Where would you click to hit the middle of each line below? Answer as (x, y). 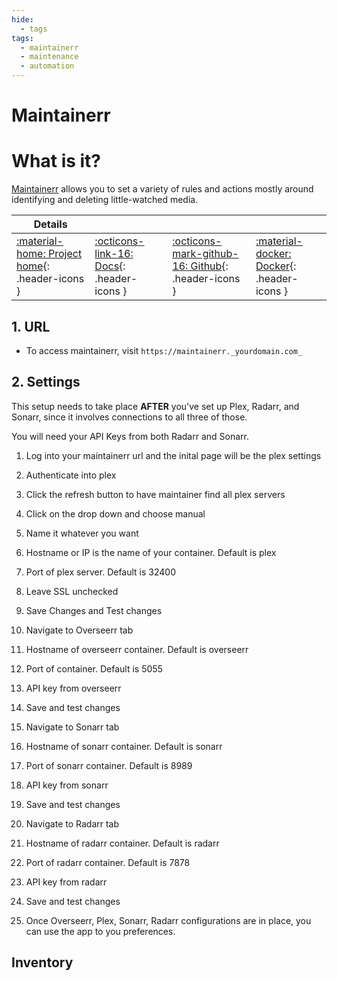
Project (65, 254)
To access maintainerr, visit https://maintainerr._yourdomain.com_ (164, 350)
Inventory (42, 962)
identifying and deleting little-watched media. (105, 200)
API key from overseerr (73, 688)
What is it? (56, 161)
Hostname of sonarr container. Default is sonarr (124, 746)
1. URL (31, 326)
